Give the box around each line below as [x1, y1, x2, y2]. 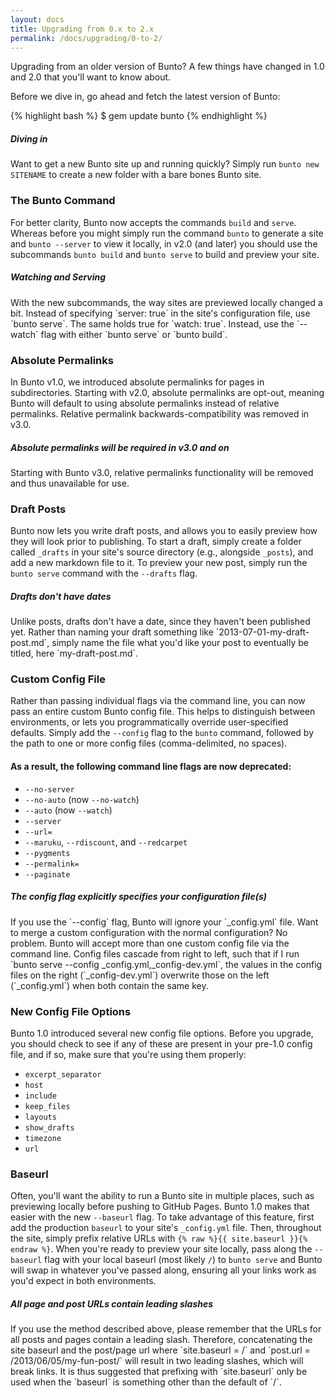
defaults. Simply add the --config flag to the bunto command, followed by [10, 727, 315, 739]
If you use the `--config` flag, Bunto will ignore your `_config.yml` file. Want [10, 916, 319, 928]
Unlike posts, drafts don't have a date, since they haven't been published [10, 616, 311, 628]
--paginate [24, 869, 71, 880]
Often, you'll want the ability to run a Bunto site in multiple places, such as [10, 1190, 315, 1202]
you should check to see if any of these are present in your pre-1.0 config [10, 1037, 313, 1050]
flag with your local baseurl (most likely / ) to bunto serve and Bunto [44, 1254, 323, 1266]
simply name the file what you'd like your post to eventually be [51, 637, 309, 649]
